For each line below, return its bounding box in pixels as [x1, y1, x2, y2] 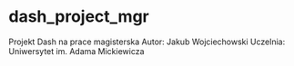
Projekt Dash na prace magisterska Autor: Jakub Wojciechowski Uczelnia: [8, 36, 286, 47]
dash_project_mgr [8, 6, 149, 27]
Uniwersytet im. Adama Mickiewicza [8, 45, 145, 56]
